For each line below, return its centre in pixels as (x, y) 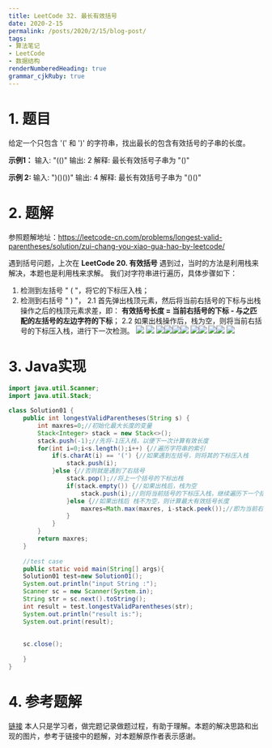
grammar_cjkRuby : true (47, 76)
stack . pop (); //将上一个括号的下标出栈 (125, 479)
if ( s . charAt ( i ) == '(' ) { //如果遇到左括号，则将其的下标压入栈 (150, 456)
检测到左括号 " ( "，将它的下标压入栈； (85, 290)
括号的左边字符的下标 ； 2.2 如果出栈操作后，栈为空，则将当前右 (148, 320)
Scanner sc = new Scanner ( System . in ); (88, 592)
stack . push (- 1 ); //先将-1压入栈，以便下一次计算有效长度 (123, 441)
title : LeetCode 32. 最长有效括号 (63, 16)
